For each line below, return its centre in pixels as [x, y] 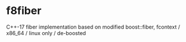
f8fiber [24, 11]
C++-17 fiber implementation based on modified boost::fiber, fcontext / [93, 27]
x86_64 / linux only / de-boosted [46, 33]
